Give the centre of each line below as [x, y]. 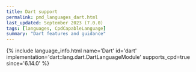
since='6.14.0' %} [28, 64]
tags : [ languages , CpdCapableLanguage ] [56, 28]
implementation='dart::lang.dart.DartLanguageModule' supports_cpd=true [98, 57]
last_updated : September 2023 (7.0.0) [55, 23]
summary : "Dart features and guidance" [56, 34]
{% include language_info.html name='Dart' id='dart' [72, 51]
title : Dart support [32, 12]
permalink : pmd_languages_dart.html [52, 17]
